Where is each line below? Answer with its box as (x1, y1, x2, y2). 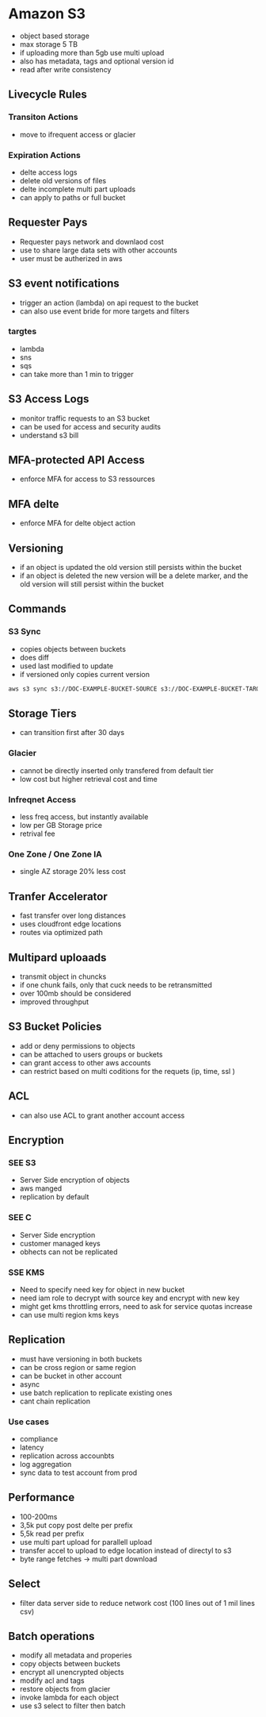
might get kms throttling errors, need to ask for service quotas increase (19, 1301, 253, 1311)
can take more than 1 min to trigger (19, 369, 134, 379)
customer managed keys (19, 1238, 101, 1248)
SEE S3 (8, 1157, 36, 1168)
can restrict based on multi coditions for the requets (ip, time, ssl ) (19, 1066, 236, 1076)
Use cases (8, 1416, 50, 1427)
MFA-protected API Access (8, 453, 145, 467)
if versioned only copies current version (19, 669, 150, 679)
